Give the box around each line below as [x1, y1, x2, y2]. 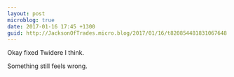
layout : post [7, 10, 46, 17]
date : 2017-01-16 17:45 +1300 [7, 23, 96, 30]
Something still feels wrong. [7, 62, 88, 70]
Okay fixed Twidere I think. [7, 49, 85, 57]
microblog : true [7, 17, 55, 24]
